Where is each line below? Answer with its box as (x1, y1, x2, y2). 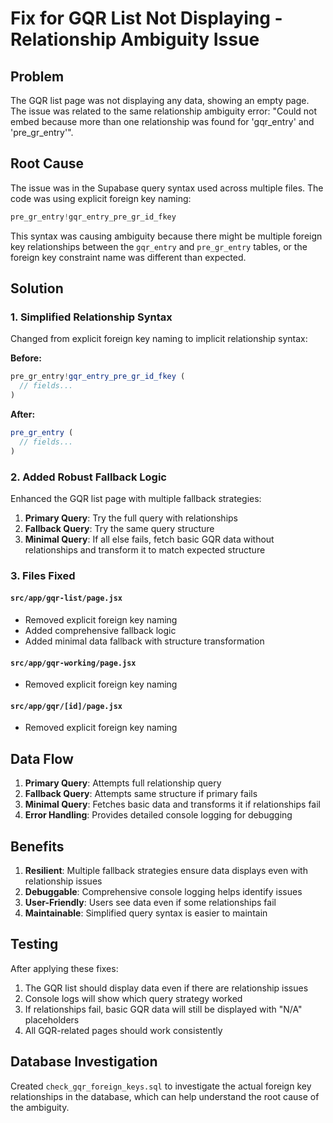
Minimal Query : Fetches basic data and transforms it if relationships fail (24, 798, 321, 811)
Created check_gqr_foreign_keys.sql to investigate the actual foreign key (10, 1080, 312, 1092)
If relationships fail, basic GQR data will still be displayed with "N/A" (24, 1003, 303, 1015)
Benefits (10, 838, 65, 855)
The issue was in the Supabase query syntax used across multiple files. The (10, 182, 324, 194)
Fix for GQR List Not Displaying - (10, 7, 283, 30)
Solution (10, 280, 64, 297)
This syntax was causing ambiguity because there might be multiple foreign (10, 230, 323, 242)
